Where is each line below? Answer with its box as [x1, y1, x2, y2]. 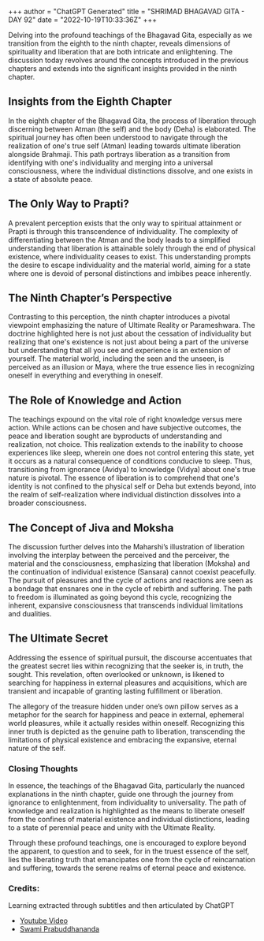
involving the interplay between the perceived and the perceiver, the [8, 551, 230, 560]
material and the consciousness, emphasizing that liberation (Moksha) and [8, 559, 251, 568]
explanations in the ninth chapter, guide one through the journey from [8, 790, 234, 799]
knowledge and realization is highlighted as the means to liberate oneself [8, 806, 246, 816]
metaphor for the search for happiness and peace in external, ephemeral [8, 709, 244, 720]
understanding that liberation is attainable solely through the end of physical [8, 244, 256, 253]
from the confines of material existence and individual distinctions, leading [8, 815, 250, 824]
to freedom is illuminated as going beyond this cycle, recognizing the [8, 593, 232, 602]
